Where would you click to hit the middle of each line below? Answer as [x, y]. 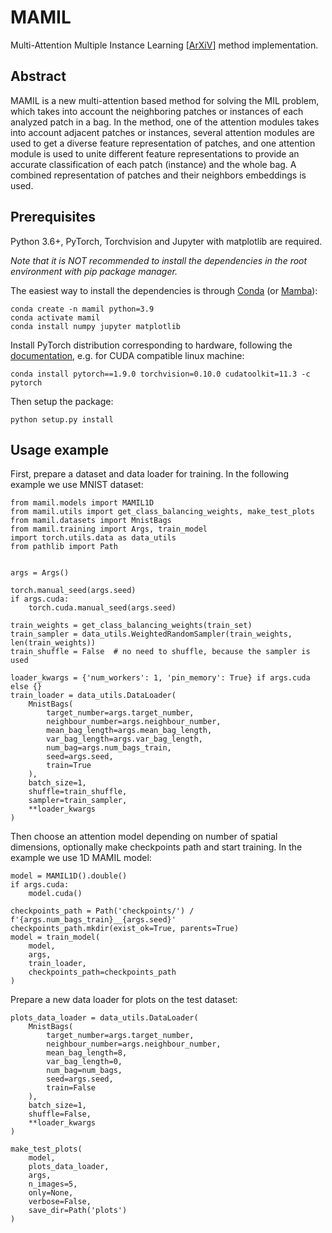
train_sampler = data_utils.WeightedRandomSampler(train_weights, [151, 634]
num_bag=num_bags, [84, 1071]
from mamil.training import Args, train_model [109, 529]
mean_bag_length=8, [87, 1053]
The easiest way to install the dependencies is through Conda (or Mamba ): [164, 290]
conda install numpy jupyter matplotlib [96, 326]
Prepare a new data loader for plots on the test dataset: [124, 1000]
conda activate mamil [55, 317]
